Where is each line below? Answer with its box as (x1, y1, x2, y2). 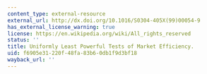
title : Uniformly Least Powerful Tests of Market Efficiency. (7, 43, 194, 50)
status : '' (7, 37, 40, 44)
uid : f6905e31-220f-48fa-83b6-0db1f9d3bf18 (7, 50, 138, 57)
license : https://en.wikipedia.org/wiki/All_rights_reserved (7, 30, 191, 37)
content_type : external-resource (7, 10, 106, 18)
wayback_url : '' (7, 56, 55, 63)
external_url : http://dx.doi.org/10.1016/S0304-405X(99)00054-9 (7, 17, 201, 24)
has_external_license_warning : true (7, 23, 115, 30)
